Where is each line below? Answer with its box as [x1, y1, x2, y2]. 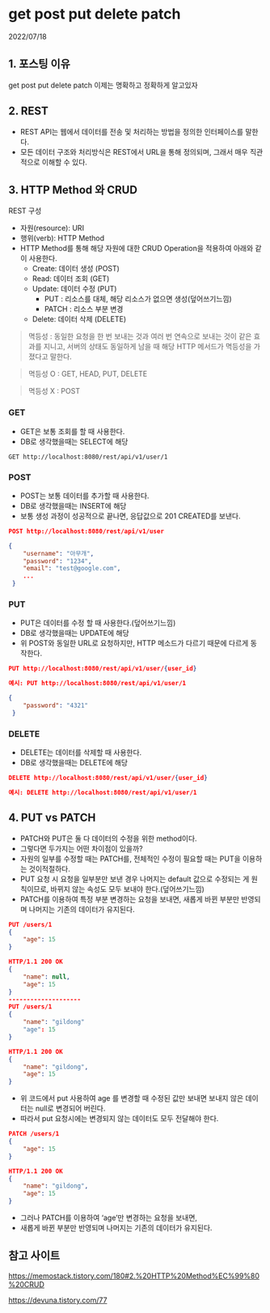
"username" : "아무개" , [23, 549, 95, 557]
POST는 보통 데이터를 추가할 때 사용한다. [19, 491, 150, 501]
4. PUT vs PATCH [8, 811, 96, 825]
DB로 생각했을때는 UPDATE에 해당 [19, 629, 129, 638]
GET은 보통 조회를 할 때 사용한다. [19, 426, 125, 436]
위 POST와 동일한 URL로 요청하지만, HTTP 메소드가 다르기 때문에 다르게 [19, 638, 249, 648]
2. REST [8, 104, 49, 118]
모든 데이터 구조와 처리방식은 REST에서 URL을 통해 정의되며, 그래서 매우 [19, 147, 248, 156]
